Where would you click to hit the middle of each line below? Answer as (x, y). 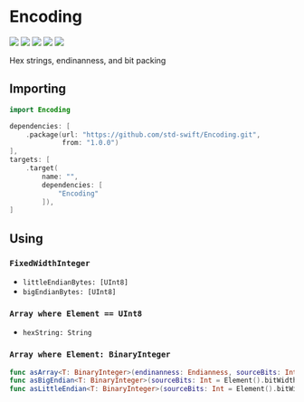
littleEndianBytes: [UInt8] (75, 282)
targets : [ (30, 160)
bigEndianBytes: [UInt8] (69, 292)
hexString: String (57, 333)
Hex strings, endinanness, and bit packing (88, 60)
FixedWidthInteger (50, 263)
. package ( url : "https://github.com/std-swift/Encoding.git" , (143, 134)
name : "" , (60, 177)
